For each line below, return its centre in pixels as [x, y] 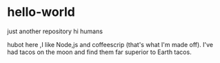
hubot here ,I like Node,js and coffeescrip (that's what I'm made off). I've [110, 44]
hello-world [41, 12]
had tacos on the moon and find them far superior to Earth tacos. [99, 52]
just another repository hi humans [55, 31]
